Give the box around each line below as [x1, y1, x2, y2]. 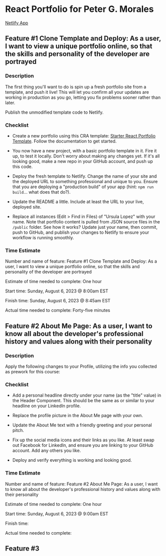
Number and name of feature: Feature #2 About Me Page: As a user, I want [5, 481, 158, 487]
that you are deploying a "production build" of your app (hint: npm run [12, 184, 154, 190]
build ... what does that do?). [12, 189, 71, 195]
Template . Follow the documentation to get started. [12, 138, 117, 144]
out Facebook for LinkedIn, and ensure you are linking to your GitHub [12, 442, 154, 448]
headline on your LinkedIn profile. [12, 403, 81, 409]
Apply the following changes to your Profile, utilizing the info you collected [5, 363, 157, 369]
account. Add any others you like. [12, 448, 81, 454]
